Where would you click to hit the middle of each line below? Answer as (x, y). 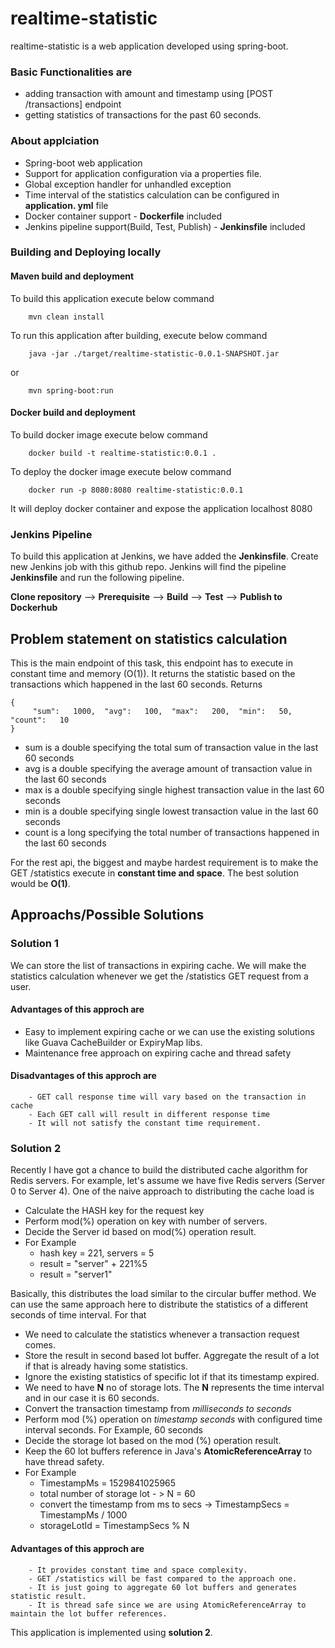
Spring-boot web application (83, 163)
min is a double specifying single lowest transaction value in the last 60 (171, 811)
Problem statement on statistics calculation (149, 638)
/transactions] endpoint (73, 104)
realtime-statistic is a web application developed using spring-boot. (149, 46)
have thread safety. (64, 1462)
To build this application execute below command (112, 298)
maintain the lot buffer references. (89, 1613)
